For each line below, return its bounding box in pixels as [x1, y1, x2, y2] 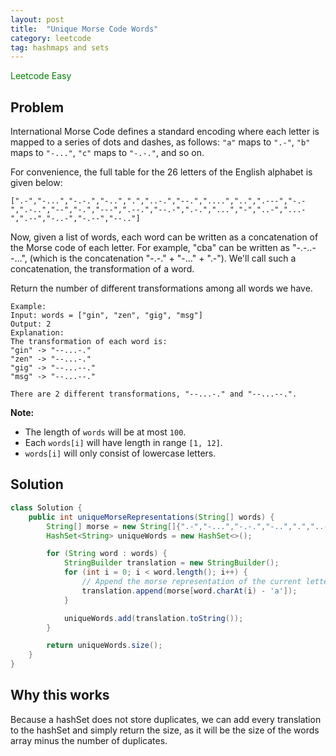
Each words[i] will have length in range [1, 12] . [24, 437, 223, 449]
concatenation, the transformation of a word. [10, 263, 195, 275]
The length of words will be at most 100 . [24, 426, 187, 438]
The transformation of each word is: [10, 337, 168, 347]
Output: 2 [10, 319, 52, 330]
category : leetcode [10, 33, 92, 43]
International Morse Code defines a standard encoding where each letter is [10, 126, 320, 138]
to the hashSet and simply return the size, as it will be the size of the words [10, 724, 320, 736]
